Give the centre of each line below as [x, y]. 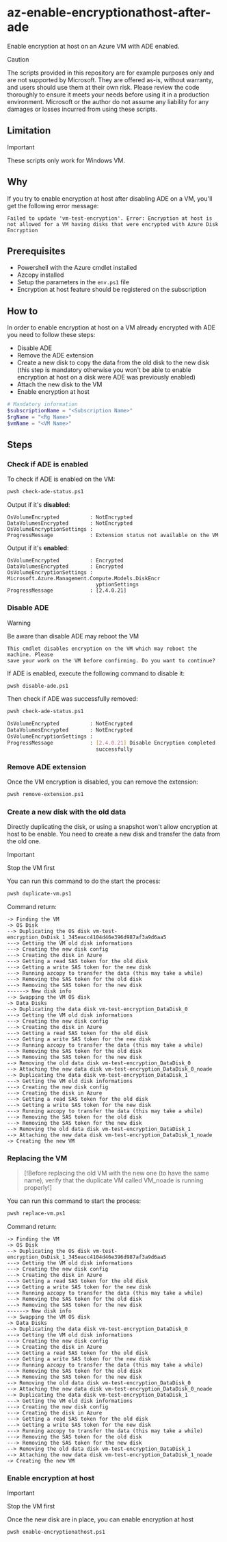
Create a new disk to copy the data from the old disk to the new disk [113, 363]
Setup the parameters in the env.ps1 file [73, 282]
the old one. [24, 841]
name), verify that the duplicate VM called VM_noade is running [113, 1180]
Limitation [29, 130]
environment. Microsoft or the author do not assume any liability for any [108, 101]
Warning [19, 623]
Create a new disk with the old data [67, 812]
